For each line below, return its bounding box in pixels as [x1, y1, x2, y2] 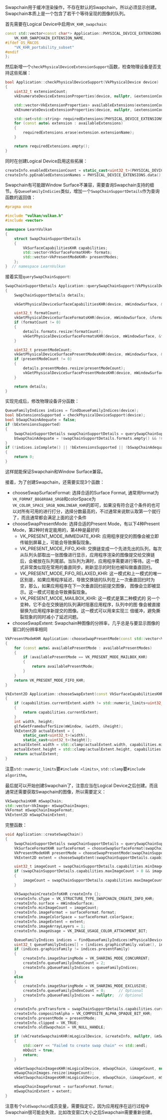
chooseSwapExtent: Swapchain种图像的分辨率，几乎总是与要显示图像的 [12, 620, 160, 626]
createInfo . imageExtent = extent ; [14, 919, 85, 924]
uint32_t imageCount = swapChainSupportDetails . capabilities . [14, 864, 146, 869]
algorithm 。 [5, 772, 30, 778]
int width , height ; [14, 719, 55, 724]
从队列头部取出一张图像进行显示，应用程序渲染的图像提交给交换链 [19, 552, 155, 558]
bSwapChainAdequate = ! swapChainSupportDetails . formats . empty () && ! [14, 436, 162, 441]
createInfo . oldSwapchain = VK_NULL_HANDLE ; [14, 1025, 106, 1030]
